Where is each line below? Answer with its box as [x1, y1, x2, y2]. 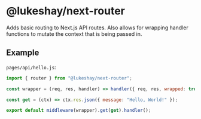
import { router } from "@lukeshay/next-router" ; [6, 75, 133, 81]
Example [6, 48, 39, 58]
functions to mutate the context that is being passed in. [6, 30, 142, 37]
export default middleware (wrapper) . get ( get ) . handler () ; [6, 108, 151, 114]
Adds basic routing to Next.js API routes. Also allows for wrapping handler [6, 24, 188, 31]
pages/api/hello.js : [6, 63, 56, 71]
